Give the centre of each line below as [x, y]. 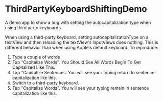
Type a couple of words [36, 57]
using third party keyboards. [34, 27]
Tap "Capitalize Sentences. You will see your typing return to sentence [83, 72]
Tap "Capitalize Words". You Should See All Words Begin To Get [76, 62]
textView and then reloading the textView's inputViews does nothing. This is [81, 42]
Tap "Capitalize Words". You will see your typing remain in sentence [81, 88]
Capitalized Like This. [34, 67]
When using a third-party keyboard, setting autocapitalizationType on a [77, 37]
